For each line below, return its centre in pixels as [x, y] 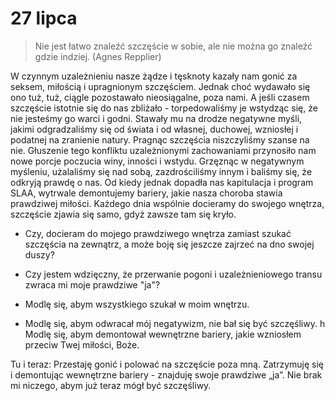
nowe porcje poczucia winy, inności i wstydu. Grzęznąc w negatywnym [157, 161]
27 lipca [44, 18]
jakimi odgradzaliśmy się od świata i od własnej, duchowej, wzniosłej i [154, 129]
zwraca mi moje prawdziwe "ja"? [92, 284]
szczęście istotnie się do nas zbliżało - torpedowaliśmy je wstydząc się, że [164, 108]
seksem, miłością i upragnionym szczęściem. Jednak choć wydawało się [160, 86]
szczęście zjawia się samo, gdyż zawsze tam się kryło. [123, 214]
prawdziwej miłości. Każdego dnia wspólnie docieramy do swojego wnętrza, [167, 203]
